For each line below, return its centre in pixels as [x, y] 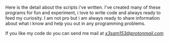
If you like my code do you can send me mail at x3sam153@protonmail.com [84, 33]
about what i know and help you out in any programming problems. [76, 23]
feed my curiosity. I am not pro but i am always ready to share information [83, 18]
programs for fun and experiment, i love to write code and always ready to [83, 13]
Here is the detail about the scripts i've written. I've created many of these [83, 7]
